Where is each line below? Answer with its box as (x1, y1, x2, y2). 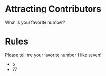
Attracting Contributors (5, 3, 102, 14)
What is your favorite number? (5, 19, 65, 25)
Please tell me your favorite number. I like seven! (5, 52, 102, 58)
